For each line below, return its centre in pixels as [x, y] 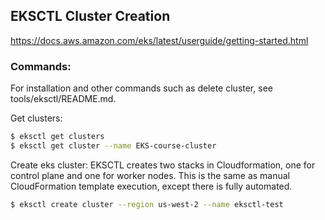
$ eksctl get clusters [57, 137]
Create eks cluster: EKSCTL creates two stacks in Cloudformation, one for [163, 165]
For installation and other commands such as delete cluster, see [141, 88]
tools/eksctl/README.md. [63, 99]
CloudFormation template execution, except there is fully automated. [151, 186]
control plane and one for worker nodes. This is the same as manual [150, 175]
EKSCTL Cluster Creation [90, 16]
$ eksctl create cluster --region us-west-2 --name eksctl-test [147, 204]
